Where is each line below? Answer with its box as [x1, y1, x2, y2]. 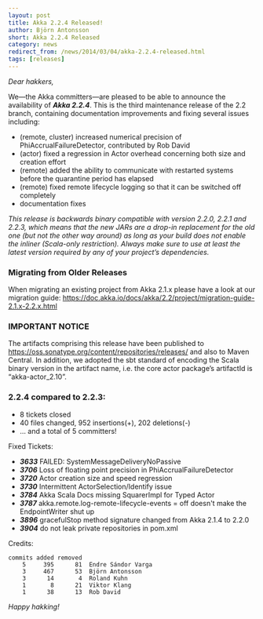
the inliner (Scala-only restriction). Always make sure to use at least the [8, 238, 241, 248]
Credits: [8, 538, 34, 548]
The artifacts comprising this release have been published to [8, 339, 204, 348]
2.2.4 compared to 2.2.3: [8, 391, 106, 402]
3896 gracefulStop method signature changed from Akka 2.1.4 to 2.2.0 [19, 515, 250, 524]
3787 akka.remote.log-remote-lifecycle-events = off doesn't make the [19, 498, 247, 508]
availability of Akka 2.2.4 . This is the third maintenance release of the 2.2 [8, 100, 247, 110]
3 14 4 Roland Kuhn [22, 574, 128, 582]
